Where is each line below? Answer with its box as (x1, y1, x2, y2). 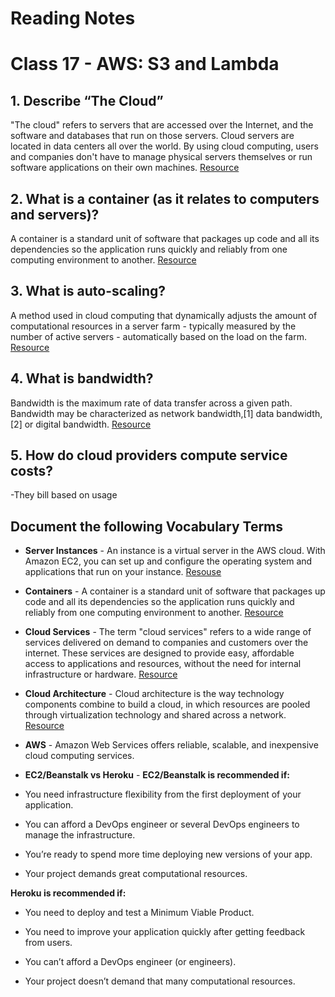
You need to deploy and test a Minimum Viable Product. (24, 907, 255, 919)
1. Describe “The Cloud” (10, 92, 164, 109)
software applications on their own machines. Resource (10, 162, 240, 174)
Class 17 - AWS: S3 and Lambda (10, 53, 280, 76)
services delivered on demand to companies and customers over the (24, 637, 309, 649)
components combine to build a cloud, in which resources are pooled (24, 698, 311, 711)
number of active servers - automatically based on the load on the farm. (10, 330, 307, 342)
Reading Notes (10, 7, 136, 30)
